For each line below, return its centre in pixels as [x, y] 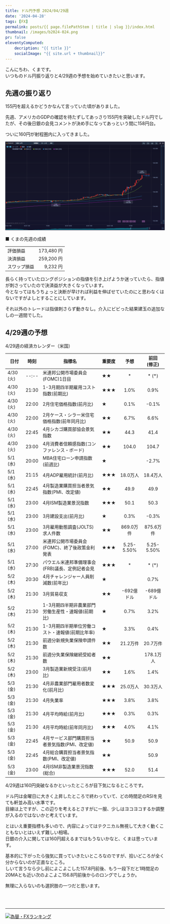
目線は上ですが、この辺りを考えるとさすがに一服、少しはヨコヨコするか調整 [85, 809]
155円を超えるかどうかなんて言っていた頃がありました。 [64, 106]
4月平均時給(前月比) [64, 714]
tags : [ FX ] [17, 21]
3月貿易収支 [55, 594]
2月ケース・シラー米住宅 [69, 415]
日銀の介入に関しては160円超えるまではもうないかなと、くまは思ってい [79, 839]
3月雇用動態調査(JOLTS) [68, 527]
